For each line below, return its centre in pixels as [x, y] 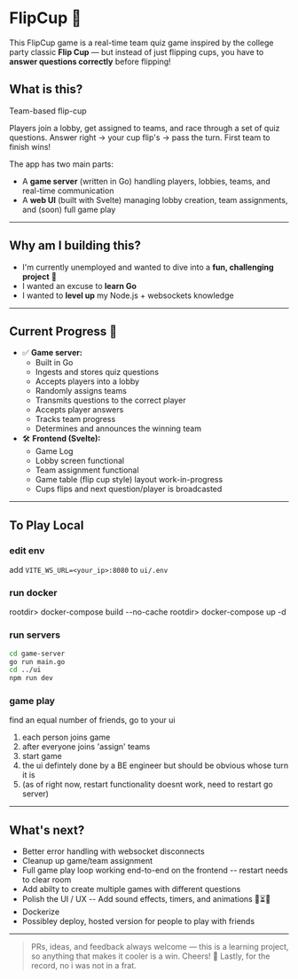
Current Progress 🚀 [63, 331]
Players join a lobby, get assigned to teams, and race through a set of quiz [145, 128]
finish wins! [30, 146]
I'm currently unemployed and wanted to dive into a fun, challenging [148, 267]
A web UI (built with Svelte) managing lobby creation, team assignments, [155, 200]
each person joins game [66, 737]
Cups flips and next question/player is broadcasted [129, 489]
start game [42, 756]
